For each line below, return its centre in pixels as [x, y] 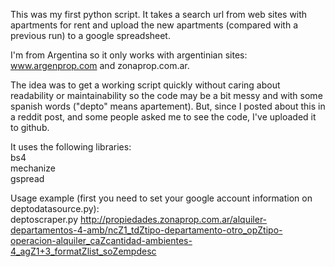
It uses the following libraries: [71, 147]
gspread [27, 178]
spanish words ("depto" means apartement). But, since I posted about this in [168, 106]
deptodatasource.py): [55, 208]
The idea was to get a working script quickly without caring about [145, 85]
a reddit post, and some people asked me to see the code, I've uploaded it [163, 117]
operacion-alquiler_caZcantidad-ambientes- [101, 240]
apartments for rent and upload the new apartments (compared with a [154, 25]
